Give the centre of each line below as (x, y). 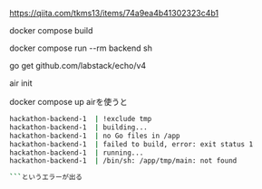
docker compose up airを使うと (69, 102)
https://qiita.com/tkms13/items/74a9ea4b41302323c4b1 (114, 13)
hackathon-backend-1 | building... (78, 127)
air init (21, 83)
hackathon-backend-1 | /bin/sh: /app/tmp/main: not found (123, 161)
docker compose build (51, 30)
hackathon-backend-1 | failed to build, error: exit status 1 (131, 144)
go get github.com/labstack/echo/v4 (78, 66)
